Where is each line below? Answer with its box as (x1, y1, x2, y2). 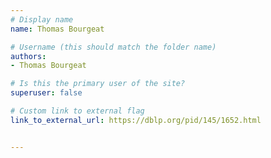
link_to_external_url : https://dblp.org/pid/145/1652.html (10, 115, 262, 125)
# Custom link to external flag (10, 106, 145, 116)
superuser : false (10, 88, 83, 98)
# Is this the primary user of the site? (10, 79, 186, 89)
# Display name (10, 14, 74, 25)
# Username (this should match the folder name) (10, 42, 217, 52)
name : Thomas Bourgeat (10, 24, 105, 34)
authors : (10, 51, 47, 61)
